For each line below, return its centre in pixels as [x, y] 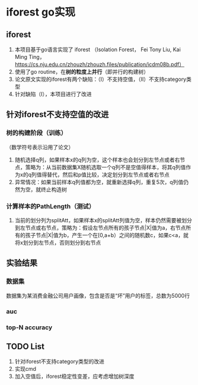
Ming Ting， [30, 57]
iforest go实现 [41, 12]
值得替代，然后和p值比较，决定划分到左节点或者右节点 [103, 174]
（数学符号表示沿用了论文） [40, 147]
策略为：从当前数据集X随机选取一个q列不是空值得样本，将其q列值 [106, 167]
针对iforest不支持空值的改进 [58, 114]
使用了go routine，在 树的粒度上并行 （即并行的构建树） [82, 72]
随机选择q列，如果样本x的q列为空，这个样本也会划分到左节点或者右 [97, 160]
